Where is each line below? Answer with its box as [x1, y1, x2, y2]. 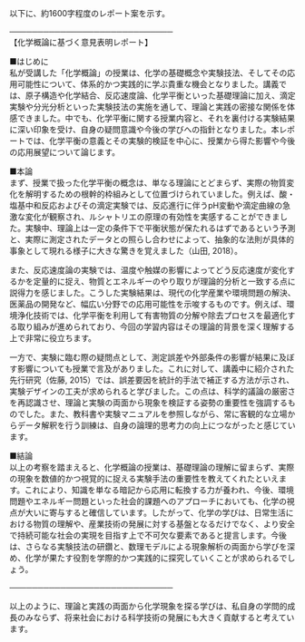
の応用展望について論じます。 [9, 147, 121, 157]
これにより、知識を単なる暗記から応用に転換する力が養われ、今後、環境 [24, 484, 295, 495]
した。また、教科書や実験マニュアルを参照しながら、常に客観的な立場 [25, 409, 288, 419]
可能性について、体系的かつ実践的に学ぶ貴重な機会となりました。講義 [16, 79, 280, 89]
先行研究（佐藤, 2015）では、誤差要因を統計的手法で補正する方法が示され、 [9, 374, 295, 385]
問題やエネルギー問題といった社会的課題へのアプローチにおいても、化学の [9, 496, 288, 506]
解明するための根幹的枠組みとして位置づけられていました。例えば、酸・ [25, 189, 296, 199]
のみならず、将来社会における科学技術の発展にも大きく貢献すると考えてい [16, 612, 295, 623]
